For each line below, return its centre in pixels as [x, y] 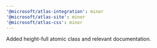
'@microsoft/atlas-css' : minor [44, 22]
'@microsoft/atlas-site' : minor [46, 17]
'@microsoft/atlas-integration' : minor [55, 11]
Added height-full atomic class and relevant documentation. [79, 39]
